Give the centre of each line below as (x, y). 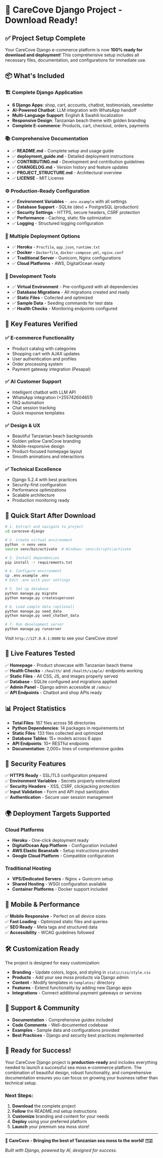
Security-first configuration (39, 485)
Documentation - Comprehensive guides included (62, 1020)
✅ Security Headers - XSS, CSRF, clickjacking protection (62, 786)
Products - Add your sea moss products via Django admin (70, 977)
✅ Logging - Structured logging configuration (58, 223)
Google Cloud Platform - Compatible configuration (63, 856)
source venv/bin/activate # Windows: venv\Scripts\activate (68, 549)
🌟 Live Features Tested (40, 653)
